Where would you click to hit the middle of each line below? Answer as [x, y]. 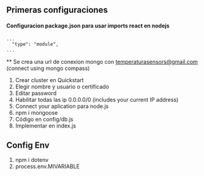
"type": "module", [36, 44]
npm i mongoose [36, 113]
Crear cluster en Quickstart [49, 80]
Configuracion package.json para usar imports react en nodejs [88, 25]
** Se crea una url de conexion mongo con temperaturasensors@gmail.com [102, 62]
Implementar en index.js [46, 126]
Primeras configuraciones [57, 10]
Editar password [36, 93]
